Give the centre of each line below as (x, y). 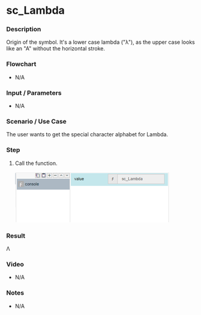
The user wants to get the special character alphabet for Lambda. (87, 134)
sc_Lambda (35, 10)
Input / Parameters (34, 92)
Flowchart (21, 64)
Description (24, 29)
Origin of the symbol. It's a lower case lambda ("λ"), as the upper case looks (100, 42)
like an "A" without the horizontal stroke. (56, 49)
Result (16, 236)
